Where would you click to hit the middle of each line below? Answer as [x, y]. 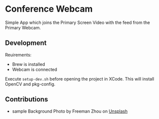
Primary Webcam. [23, 27]
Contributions [26, 99]
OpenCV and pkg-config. [30, 84]
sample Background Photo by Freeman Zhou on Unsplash [70, 111]
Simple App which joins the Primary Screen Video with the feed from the [78, 22]
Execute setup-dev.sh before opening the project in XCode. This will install [80, 79]
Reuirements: [18, 55]
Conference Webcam [49, 9]
